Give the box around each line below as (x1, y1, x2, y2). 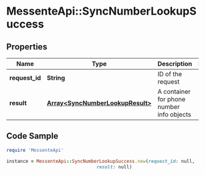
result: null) (96, 163, 132, 170)
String (46, 74, 65, 82)
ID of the (157, 70, 182, 78)
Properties (6, 41, 48, 52)
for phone (157, 95, 186, 103)
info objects (157, 110, 192, 118)
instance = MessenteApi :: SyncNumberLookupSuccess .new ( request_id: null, (6, 158, 195, 164)
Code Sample (6, 131, 59, 141)
